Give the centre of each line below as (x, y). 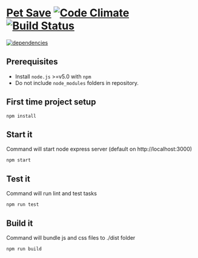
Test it (18, 179)
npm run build (24, 249)
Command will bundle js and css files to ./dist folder (71, 238)
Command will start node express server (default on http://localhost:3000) (99, 149)
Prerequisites (32, 62)
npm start (19, 160)
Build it (20, 223)
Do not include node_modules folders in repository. (77, 83)
